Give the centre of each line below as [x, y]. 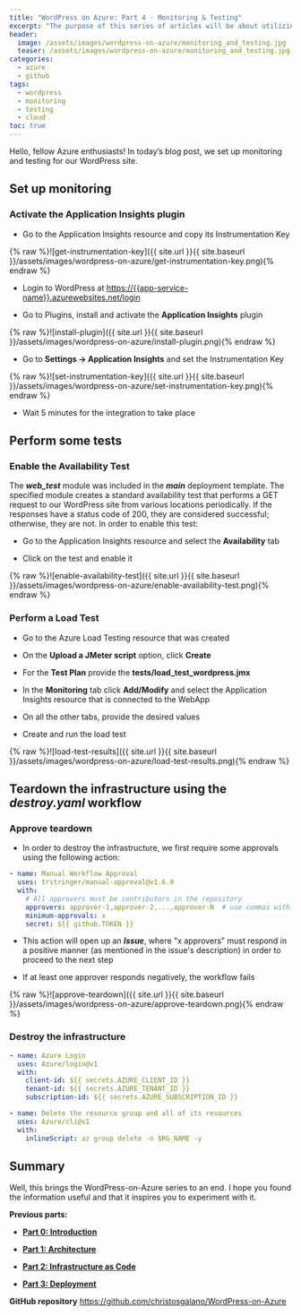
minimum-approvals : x [65, 915]
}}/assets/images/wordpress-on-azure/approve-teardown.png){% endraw [146, 1004]
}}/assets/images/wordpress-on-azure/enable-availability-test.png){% [139, 585]
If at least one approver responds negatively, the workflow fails [138, 977]
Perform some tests [66, 441]
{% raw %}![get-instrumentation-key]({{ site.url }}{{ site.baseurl [127, 251]
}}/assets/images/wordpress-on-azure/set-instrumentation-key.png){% [142, 385]
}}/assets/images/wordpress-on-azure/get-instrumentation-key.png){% [142, 261]
